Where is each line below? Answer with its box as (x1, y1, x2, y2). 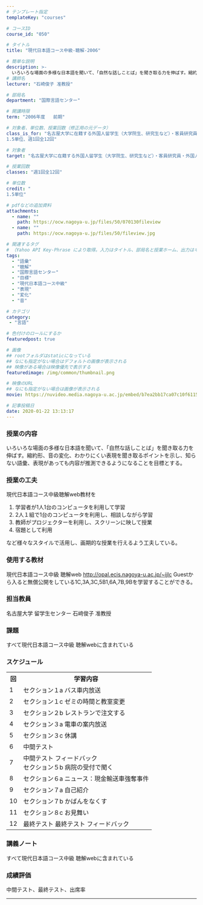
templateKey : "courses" (6, 15, 66, 21)
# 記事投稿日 (6, 403, 34, 409)
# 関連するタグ (6, 241, 39, 247)
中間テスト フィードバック (23, 754, 98, 762)
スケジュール (6, 658, 43, 666)
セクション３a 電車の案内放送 (23, 720, 108, 728)
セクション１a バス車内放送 (23, 686, 101, 695)
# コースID (6, 25, 31, 31)
